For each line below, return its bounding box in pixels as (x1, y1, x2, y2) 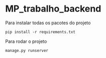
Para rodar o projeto (5, 38, 47, 44)
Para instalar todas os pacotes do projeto (5, 20, 91, 26)
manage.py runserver (5, 48, 49, 53)
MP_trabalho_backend (5, 3, 101, 15)
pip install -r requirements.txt (5, 29, 76, 34)
